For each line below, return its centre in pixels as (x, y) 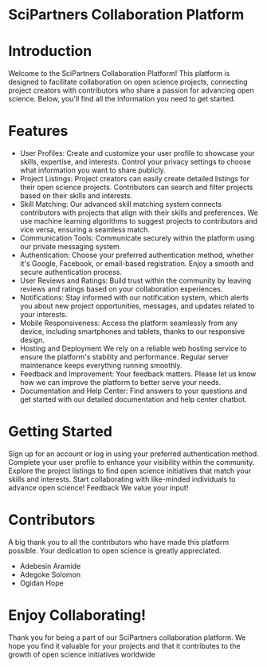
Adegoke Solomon (50, 574)
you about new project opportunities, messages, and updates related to (137, 306)
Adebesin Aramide (50, 566)
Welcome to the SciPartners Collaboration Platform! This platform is (119, 73)
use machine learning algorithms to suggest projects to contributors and (138, 221)
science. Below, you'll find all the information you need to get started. (122, 99)
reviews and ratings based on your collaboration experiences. (121, 289)
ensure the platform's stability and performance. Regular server (124, 357)
